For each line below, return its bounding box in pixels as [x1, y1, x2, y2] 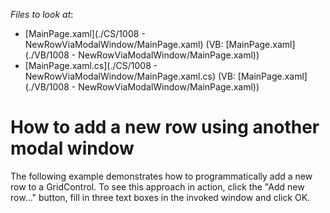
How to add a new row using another [10, 116, 320, 139]
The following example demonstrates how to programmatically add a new [10, 170, 313, 182]
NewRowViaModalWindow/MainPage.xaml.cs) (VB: [24, 70, 236, 82]
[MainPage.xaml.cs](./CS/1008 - [24, 60, 158, 71]
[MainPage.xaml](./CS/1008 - [24, 28, 146, 39]
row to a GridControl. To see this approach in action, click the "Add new [10, 180, 305, 193]
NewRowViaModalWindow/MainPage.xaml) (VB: [24, 39, 224, 50]
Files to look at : [10, 9, 74, 20]
